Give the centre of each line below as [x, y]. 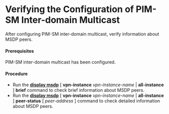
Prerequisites [20, 51]
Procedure [16, 74]
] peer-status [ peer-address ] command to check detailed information [86, 101]
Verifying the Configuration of [70, 9]
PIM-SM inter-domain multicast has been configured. [61, 62]
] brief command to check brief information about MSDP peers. [78, 90]
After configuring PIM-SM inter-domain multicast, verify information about [82, 34]
